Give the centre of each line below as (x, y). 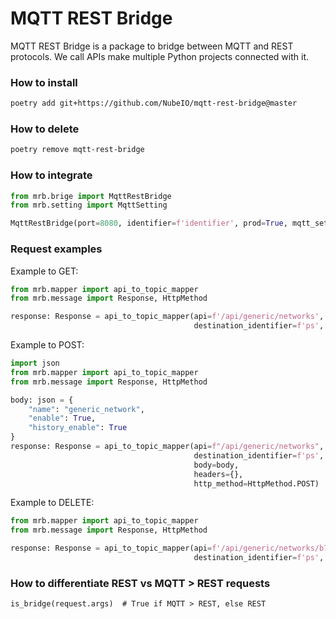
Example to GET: (44, 271)
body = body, (216, 465)
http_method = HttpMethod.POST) (256, 483)
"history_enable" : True (78, 428)
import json (35, 363)
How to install (44, 82)
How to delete (45, 129)
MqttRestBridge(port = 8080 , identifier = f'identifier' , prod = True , (149, 223)
